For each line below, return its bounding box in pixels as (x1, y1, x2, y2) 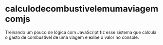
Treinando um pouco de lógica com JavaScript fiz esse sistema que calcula (5, 29, 157, 35)
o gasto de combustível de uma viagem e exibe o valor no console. (5, 34, 139, 40)
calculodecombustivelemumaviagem (5, 3, 159, 14)
